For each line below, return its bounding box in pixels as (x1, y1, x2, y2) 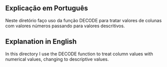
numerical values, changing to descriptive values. (5, 56, 109, 62)
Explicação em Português (5, 4, 88, 13)
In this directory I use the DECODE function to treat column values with (5, 50, 153, 57)
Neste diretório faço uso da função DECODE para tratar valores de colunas (5, 17, 162, 23)
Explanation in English (5, 37, 77, 46)
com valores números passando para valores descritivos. (5, 23, 125, 29)
